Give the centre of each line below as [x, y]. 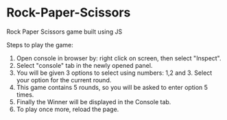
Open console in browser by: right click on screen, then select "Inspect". [119, 58]
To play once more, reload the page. [68, 109]
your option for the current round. [64, 80]
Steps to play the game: [40, 45]
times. [25, 95]
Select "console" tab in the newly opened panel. [84, 65]
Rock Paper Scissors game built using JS [64, 32]
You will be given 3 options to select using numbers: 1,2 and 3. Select [114, 73]
